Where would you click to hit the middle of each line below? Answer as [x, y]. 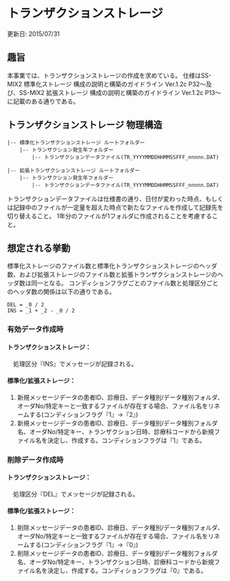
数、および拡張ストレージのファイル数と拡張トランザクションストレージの [112, 274]
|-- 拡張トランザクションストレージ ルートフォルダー [73, 171]
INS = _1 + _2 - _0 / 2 [41, 311]
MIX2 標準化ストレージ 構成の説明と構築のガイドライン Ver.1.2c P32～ [106, 84]
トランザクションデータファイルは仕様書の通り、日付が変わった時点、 [106, 199]
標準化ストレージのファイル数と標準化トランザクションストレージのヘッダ [112, 266]
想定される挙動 [39, 248]
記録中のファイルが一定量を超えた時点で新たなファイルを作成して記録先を [118, 207]
